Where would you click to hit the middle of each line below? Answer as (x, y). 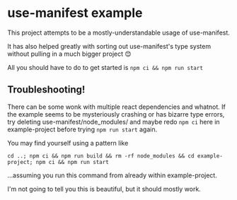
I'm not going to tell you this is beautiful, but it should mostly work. (104, 189)
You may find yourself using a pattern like (68, 143)
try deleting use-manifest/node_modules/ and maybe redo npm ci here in (114, 122)
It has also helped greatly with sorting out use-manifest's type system (109, 46)
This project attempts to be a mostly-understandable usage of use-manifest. (118, 33)
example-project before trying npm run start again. (82, 129)
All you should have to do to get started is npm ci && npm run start (105, 67)
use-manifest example (75, 13)
